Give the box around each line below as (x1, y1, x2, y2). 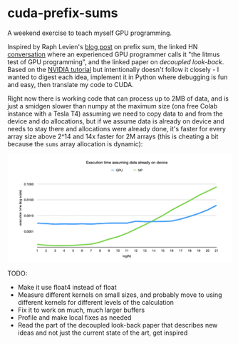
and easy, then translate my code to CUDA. (7, 80, 134, 88)
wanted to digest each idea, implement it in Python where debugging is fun (7, 73, 228, 81)
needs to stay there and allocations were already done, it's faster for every (7, 124, 227, 133)
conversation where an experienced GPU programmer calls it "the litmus (7, 50, 220, 59)
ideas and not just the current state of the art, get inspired (17, 328, 188, 337)
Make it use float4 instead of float (17, 283, 118, 291)
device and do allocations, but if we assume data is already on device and (7, 116, 224, 126)
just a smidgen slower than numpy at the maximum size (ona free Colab (7, 101, 218, 110)
